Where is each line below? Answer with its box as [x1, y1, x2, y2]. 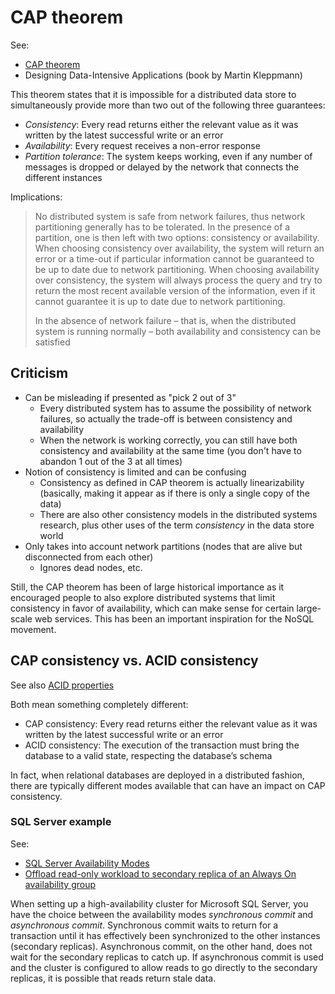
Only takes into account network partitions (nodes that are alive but [24, 540, 303, 552]
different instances [24, 171, 103, 183]
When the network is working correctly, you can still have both [39, 434, 298, 446]
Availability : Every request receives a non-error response [24, 139, 261, 151]
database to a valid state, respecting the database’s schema [24, 749, 273, 761]
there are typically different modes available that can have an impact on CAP [10, 779, 326, 791]
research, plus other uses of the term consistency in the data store [39, 519, 315, 531]
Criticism [10, 365, 69, 382]
